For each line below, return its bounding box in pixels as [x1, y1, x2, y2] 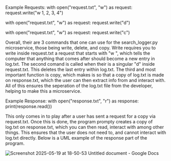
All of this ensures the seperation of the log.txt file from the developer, [5, 83, 153, 89]
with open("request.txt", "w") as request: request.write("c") [5, 30, 130, 35]
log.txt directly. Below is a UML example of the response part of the [5, 135, 148, 141]
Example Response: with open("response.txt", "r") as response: [5, 98, 139, 104]
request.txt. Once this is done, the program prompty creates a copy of [5, 119, 153, 124]
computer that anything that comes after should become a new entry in [5, 56, 155, 62]
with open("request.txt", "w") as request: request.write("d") [5, 20, 130, 25]
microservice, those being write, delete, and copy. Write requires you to [5, 45, 156, 50]
